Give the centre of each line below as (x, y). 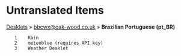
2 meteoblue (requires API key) (59, 43)
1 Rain (26, 38)
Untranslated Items (55, 10)
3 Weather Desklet (41, 48)
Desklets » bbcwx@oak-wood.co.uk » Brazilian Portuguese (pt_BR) (91, 27)
